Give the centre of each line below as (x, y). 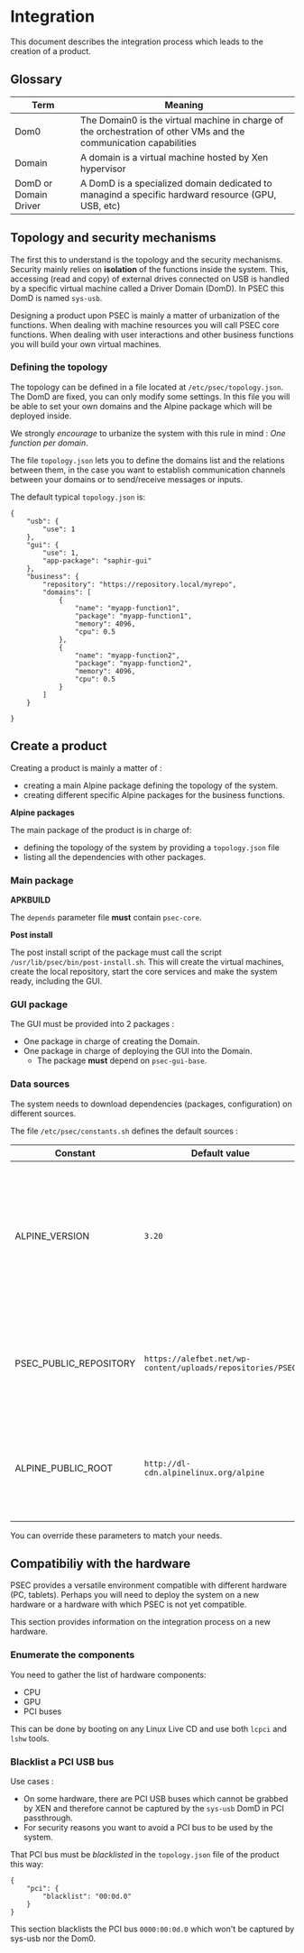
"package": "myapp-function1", (134, 616)
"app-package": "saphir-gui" (97, 561)
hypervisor (103, 169)
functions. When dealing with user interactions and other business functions (152, 335)
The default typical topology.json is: (78, 497)
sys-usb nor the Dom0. (53, 1938)
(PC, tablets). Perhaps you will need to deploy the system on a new (135, 1595)
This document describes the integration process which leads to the (137, 41)
